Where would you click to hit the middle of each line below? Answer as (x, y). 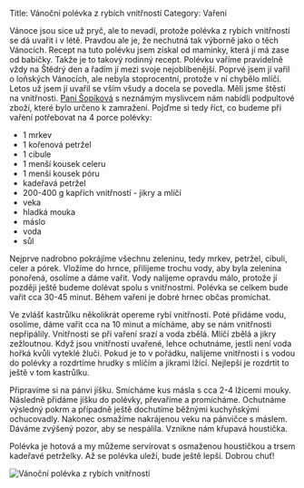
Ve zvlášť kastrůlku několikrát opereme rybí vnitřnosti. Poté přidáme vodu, (148, 315)
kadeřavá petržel (54, 183)
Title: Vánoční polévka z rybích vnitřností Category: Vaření (118, 13)
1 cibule (37, 154)
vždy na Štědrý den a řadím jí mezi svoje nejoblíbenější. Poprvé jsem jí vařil (150, 69)
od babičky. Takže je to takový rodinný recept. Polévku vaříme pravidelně (147, 59)
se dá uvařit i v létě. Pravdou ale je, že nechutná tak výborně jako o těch (144, 40)
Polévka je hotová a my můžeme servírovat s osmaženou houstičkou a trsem (152, 446)
